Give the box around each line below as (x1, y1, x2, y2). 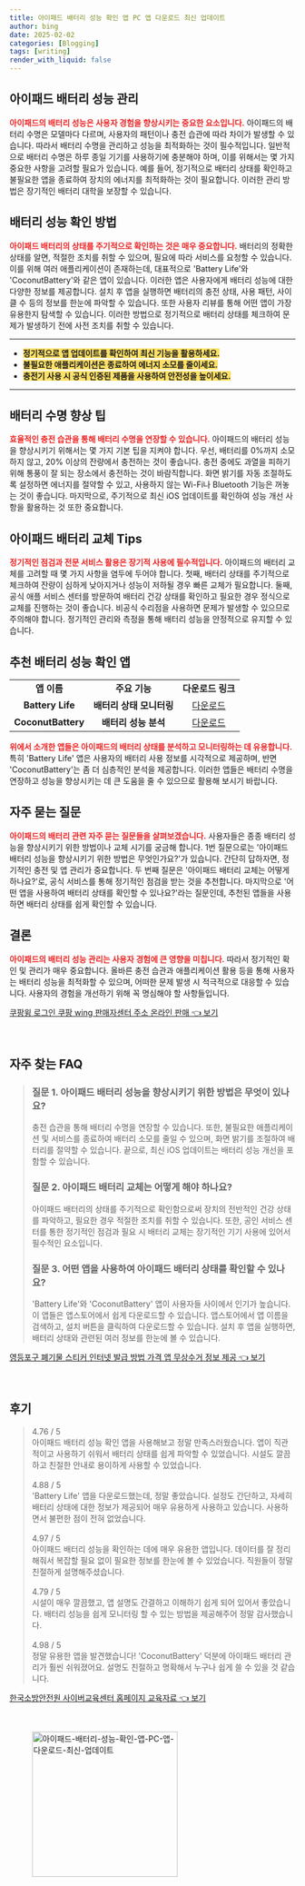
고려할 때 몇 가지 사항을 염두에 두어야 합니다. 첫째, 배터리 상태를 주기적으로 (25, 569, 290, 580)
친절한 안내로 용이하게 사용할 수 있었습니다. (48, 1459, 202, 1470)
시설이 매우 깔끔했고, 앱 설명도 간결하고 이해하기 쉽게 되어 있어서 (31, 1596, 260, 1608)
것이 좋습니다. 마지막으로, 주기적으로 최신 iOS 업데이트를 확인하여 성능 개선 (18, 491, 284, 501)
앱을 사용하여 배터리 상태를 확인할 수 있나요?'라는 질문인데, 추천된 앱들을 (18, 887, 275, 898)
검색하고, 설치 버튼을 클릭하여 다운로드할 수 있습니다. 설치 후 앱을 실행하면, (31, 1321, 296, 1332)
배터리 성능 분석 (101, 717, 166, 730)
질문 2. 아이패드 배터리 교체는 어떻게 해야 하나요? (31, 1181, 233, 1194)
